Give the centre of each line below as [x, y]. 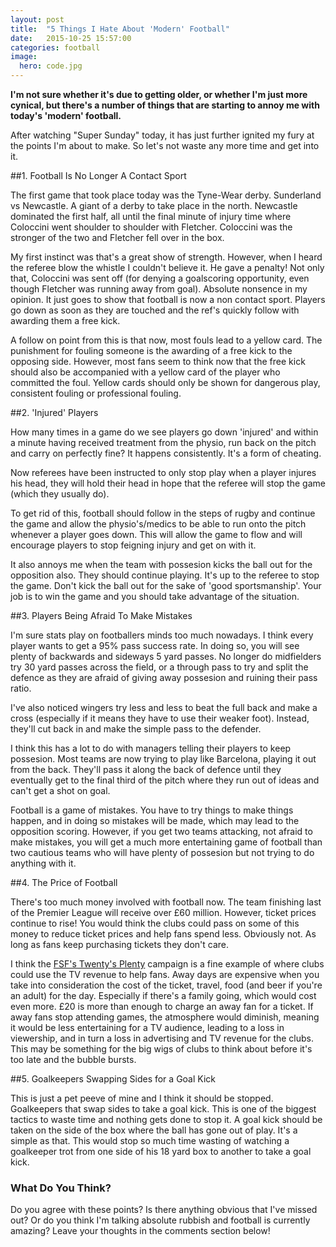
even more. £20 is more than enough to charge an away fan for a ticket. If [162, 1006]
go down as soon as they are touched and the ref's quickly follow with [155, 310]
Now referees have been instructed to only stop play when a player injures [163, 472]
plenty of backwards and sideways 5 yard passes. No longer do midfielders [166, 656]
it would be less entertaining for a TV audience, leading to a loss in [147, 1027]
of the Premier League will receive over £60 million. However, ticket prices [163, 912]
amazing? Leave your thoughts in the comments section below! [140, 1231]
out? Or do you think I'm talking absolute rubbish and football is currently [160, 1220]
